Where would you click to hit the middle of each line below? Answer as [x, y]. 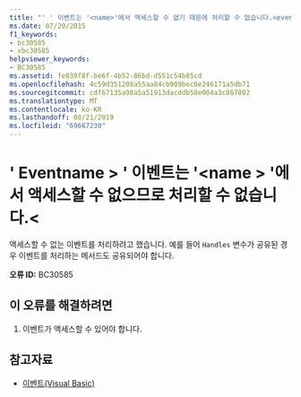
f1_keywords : [34, 34]
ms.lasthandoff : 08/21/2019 [62, 117]
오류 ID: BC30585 [41, 274]
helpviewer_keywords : [50, 59]
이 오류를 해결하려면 [61, 306]
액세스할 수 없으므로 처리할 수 [129, 196]
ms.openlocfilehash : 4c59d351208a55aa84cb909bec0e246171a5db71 [130, 84]
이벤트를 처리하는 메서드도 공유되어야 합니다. [96, 255]
